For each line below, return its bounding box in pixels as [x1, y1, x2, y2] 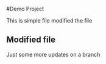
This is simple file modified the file [6, 17, 93, 24]
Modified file [6, 35, 56, 45]
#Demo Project [6, 5, 44, 12]
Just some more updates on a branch [6, 51, 101, 58]
